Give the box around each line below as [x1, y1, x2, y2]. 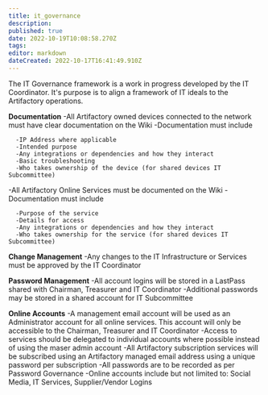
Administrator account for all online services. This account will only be [8, 317, 241, 326]
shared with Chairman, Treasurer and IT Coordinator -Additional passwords [8, 284, 258, 294]
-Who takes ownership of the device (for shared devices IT [15, 164, 221, 172]
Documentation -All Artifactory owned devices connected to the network [8, 111, 252, 121]
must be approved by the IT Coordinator [8, 260, 142, 270]
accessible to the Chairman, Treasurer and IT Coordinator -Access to [8, 326, 237, 335]
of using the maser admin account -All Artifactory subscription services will [8, 343, 259, 352]
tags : [8, 42, 27, 50]
